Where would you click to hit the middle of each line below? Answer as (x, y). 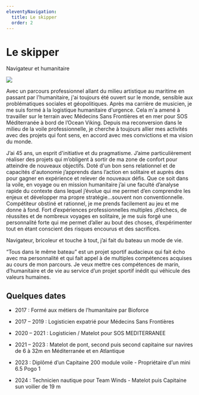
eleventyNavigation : (32, 12)
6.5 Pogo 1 (27, 369)
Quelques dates (36, 296)
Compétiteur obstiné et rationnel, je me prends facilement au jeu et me (93, 204)
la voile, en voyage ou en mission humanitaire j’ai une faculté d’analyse (93, 185)
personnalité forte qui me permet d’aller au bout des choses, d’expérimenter (99, 223)
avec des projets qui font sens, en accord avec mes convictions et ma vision (99, 135)
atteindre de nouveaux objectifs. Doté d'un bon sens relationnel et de (91, 166)
